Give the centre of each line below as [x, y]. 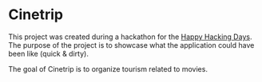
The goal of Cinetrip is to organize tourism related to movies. [108, 68]
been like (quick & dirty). [49, 53]
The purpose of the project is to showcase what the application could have [131, 45]
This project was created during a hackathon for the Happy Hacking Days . [130, 37]
